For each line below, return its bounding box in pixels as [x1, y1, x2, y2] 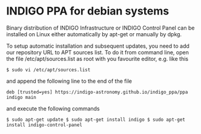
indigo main [6, 94, 36, 100]
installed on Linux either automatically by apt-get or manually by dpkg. [6, 30, 182, 37]
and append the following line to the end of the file [6, 77, 132, 85]
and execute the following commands [6, 104, 100, 112]
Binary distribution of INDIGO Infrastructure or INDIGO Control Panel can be [6, 24, 195, 31]
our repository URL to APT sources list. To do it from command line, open [6, 48, 189, 56]
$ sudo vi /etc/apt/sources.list [6, 66, 91, 73]
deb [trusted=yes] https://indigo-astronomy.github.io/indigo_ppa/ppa [6, 89, 188, 95]
